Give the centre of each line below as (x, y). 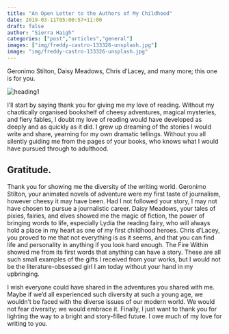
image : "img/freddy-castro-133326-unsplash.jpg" (78, 52)
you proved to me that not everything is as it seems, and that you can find (111, 237)
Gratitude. (29, 170)
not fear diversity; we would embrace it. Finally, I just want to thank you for (112, 309)
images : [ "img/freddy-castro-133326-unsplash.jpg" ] (82, 45)
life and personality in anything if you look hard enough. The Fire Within (108, 244)
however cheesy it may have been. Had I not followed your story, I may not (112, 201)
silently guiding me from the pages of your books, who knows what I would (113, 141)
